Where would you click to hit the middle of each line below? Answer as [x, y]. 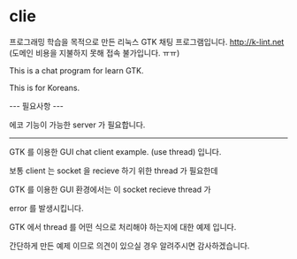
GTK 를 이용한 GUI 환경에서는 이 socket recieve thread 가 [110, 189]
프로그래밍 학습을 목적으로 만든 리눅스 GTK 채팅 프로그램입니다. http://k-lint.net [147, 42]
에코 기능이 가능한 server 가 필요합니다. [77, 125]
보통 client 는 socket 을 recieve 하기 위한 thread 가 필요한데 [114, 171]
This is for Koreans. [45, 88]
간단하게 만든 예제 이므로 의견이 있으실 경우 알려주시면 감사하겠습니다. [129, 246]
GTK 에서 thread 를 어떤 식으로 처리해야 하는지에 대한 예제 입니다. [123, 226]
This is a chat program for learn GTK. [76, 70]
